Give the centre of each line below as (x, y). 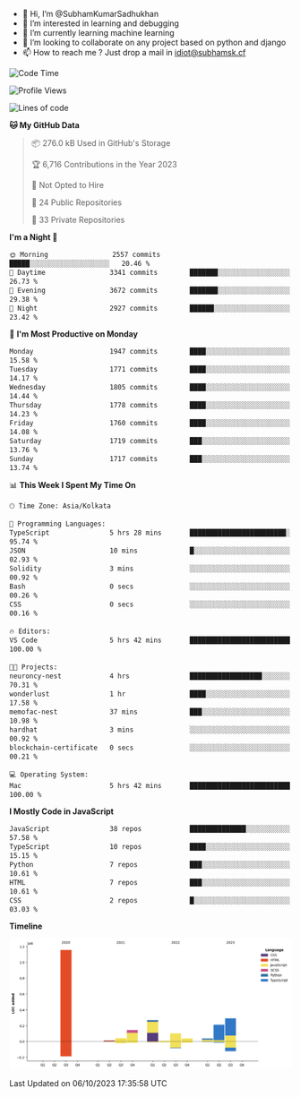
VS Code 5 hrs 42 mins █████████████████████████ (150, 640)
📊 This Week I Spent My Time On (73, 485)
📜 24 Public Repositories (77, 202)
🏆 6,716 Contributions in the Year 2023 (104, 164)
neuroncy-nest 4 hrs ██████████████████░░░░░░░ (150, 676)
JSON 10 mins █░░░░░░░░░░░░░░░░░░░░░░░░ (150, 551)
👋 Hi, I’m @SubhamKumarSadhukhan (90, 14)
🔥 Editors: (30, 631)
